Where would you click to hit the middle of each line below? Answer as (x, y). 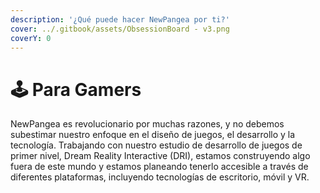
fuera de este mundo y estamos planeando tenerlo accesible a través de (159, 167)
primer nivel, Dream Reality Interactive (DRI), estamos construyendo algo (160, 156)
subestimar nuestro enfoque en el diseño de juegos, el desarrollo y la (153, 135)
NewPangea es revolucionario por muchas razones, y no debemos (147, 124)
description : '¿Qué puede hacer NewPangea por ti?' (120, 19)
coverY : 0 (31, 38)
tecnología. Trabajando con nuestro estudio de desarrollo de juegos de (156, 145)
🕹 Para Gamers (76, 89)
